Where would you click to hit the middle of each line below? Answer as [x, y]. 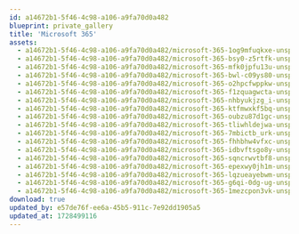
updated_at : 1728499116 [53, 216]
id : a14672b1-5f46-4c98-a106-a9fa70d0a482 [89, 17]
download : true [37, 200]
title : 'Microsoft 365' [53, 34]
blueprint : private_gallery [61, 26]
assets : [24, 42]
